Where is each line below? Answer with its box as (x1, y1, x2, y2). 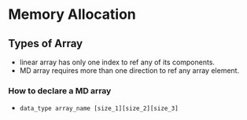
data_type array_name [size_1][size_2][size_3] (19, 104, 179, 113)
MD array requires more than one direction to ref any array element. (19, 66, 240, 75)
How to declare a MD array (8, 85, 112, 96)
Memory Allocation (8, 5, 136, 24)
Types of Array (8, 37, 83, 50)
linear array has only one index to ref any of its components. (19, 57, 215, 67)
